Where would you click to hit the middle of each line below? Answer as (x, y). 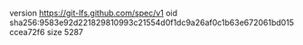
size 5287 (65, 32)
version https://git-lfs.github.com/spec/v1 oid (94, 13)
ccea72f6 (27, 32)
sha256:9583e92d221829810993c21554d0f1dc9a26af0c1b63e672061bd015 (152, 22)
